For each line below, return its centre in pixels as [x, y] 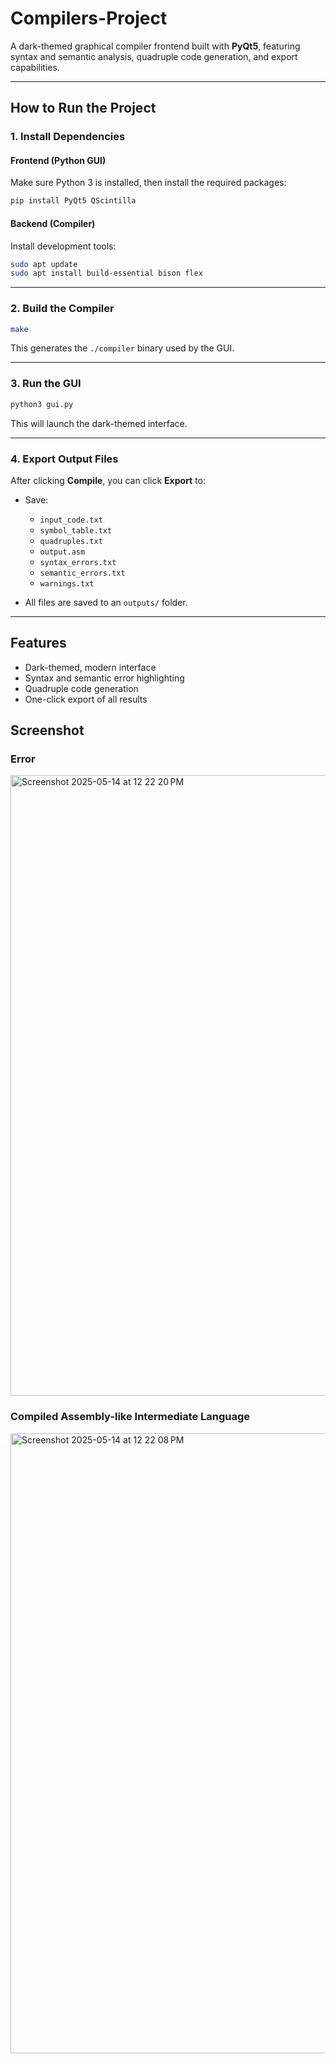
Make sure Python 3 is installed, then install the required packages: [148, 183]
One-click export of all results [86, 699]
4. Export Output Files [64, 459]
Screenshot [47, 730]
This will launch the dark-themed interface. [99, 423]
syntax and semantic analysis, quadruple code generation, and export [154, 56]
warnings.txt [67, 583]
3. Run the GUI [46, 384]
